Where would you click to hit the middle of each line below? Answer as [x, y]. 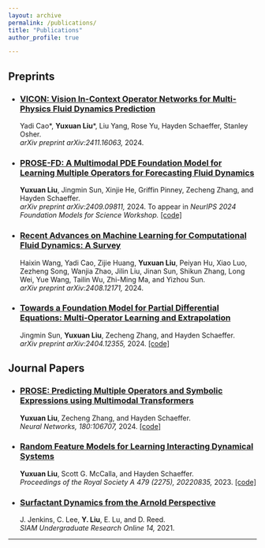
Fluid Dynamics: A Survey [70, 245]
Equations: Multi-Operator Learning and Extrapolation [125, 318]
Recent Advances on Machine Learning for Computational [133, 236]
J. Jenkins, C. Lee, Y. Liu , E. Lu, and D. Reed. [92, 520]
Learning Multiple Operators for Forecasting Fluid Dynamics [137, 173]
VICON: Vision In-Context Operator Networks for [115, 99]
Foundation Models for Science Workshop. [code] [101, 215]
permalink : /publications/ [52, 23]
